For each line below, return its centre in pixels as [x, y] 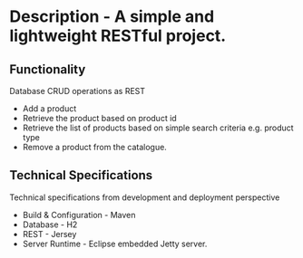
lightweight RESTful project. [118, 36]
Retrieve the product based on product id [99, 118]
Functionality [48, 69]
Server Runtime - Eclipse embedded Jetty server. [115, 244]
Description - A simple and [112, 17]
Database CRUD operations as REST [78, 91]
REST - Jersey [49, 234]
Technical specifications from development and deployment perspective [145, 197]
